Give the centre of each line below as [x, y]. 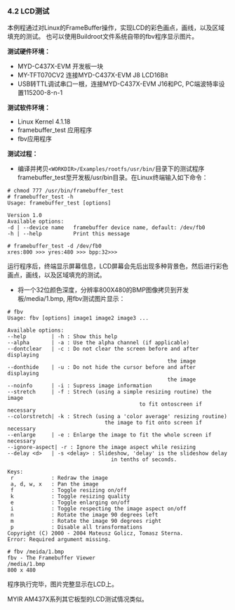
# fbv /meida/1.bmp [36, 552]
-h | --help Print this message [69, 234]
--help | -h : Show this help [62, 337]
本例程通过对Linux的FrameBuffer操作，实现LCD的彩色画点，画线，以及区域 [116, 28]
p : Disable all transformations [76, 527]
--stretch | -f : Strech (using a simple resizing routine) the [109, 392]
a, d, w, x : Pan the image [54, 484]
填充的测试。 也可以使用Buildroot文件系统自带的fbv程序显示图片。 [103, 37]
